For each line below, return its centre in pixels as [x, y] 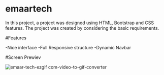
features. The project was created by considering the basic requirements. [82, 28]
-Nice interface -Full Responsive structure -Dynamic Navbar [68, 47]
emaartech [29, 9]
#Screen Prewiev [23, 57]
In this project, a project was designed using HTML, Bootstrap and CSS [79, 23]
